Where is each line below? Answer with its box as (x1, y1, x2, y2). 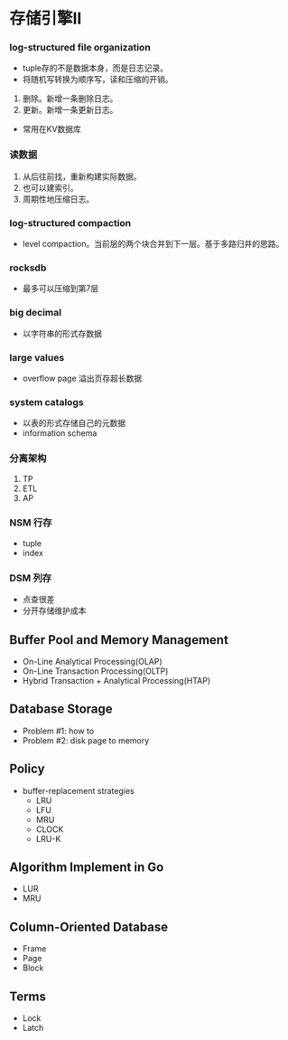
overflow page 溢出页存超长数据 (22, 373, 143, 383)
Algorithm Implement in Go (9, 859, 164, 875)
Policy (9, 761, 45, 777)
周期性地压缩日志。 (22, 194, 95, 204)
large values (9, 351, 65, 364)
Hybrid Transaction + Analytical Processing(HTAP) (22, 675, 211, 685)
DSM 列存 (9, 572, 52, 584)
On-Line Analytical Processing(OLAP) (22, 656, 163, 667)
